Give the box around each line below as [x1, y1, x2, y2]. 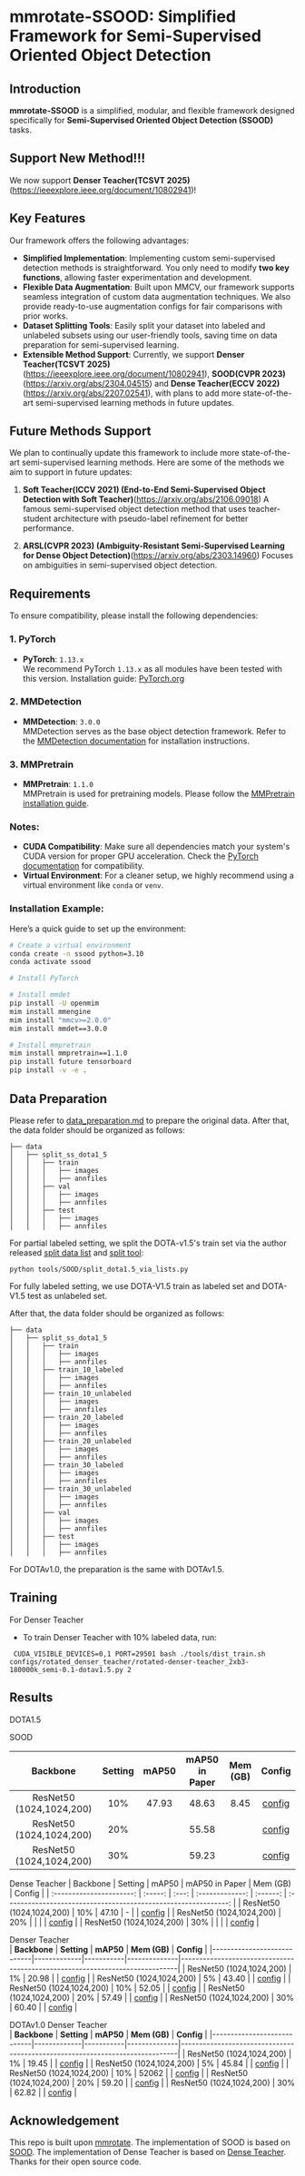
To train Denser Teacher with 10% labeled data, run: [22, 1631, 218, 1642]
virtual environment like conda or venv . [22, 880, 164, 891]
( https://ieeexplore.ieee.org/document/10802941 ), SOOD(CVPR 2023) [22, 368, 286, 379]
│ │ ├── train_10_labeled [9, 1364, 124, 1374]
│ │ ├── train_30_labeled [9, 1460, 124, 1470]
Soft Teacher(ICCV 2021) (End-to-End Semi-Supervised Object [22, 484, 266, 496]
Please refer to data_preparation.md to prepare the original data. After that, [9, 1115, 290, 1126]
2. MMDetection [9, 695, 83, 708]
